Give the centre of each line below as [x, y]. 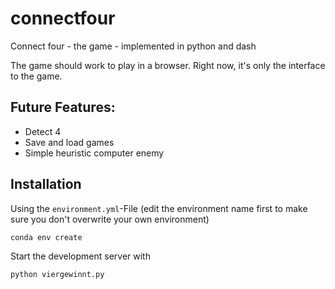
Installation [46, 184]
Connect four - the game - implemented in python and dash [133, 46]
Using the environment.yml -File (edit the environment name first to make [159, 208]
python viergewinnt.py [57, 274]
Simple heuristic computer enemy [94, 153]
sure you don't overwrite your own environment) [110, 219]
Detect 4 [43, 131]
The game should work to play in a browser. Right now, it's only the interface [168, 65]
